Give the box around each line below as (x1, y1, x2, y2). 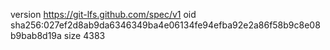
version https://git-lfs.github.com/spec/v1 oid (10, 9, 197, 20)
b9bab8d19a (10, 30, 62, 41)
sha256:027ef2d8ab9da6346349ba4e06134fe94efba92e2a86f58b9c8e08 (10, 19, 321, 31)
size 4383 (63, 30, 106, 41)
